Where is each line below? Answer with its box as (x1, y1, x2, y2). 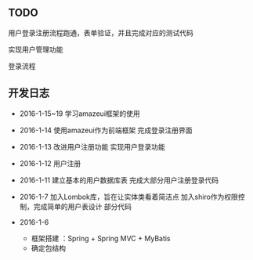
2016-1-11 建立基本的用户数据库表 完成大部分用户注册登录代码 (19, 175, 219, 185)
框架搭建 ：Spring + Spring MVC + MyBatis (31, 233, 171, 243)
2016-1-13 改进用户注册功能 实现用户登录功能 (19, 142, 166, 151)
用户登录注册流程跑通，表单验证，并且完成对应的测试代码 (8, 27, 193, 38)
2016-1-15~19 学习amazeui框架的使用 (19, 109, 141, 118)
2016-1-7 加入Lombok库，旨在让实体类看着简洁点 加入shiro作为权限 (19, 192, 239, 201)
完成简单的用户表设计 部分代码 (33, 201, 132, 211)
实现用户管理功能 (8, 45, 63, 54)
